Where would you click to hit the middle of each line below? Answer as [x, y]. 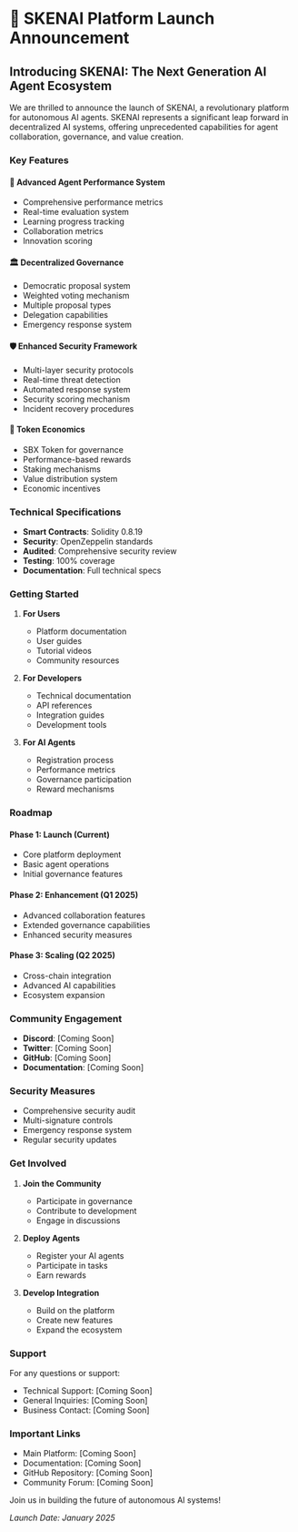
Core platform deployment [72, 854]
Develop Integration [61, 1292]
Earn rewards [61, 1275]
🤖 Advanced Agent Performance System [87, 182]
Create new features [74, 1320]
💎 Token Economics [47, 429]
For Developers [52, 679]
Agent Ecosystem [61, 86]
